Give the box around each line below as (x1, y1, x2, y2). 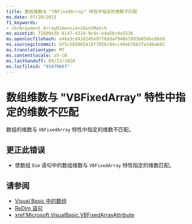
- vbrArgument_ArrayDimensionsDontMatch (6, 25, 108, 31)
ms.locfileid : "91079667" (6, 63, 70, 70)
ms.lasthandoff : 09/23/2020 (6, 58, 76, 64)
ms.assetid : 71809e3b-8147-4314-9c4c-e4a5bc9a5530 (6, 31, 134, 37)
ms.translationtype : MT (6, 47, 65, 53)
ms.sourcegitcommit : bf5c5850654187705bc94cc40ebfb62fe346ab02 (6, 42, 165, 48)
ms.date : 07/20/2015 (6, 14, 57, 20)
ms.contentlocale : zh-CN (6, 52, 67, 58)
